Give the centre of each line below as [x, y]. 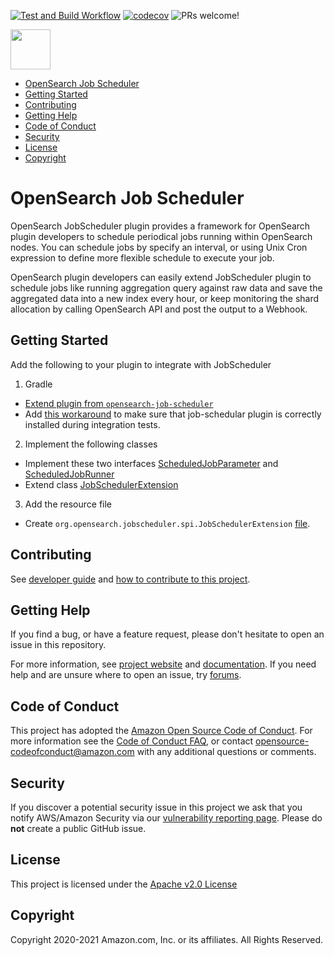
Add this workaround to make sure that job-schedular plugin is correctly [173, 414]
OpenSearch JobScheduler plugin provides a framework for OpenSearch [160, 226]
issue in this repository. [58, 645]
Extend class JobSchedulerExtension [101, 484]
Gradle [38, 384]
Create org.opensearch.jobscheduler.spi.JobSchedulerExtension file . [167, 523]
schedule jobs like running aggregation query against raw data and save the [166, 287]
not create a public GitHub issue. [78, 828]
